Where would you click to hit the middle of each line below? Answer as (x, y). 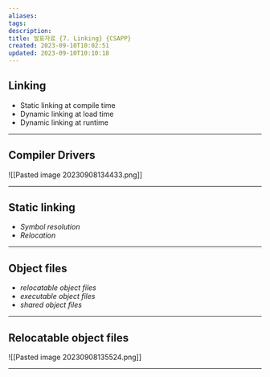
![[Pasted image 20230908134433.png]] (76, 175)
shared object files (51, 305)
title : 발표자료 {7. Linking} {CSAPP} (70, 38)
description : (30, 31)
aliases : (23, 16)
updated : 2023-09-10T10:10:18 (59, 53)
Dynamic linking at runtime (64, 122)
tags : (17, 23)
